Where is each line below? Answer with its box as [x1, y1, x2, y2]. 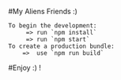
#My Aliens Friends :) [8, 7, 78, 16]
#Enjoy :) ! [8, 63, 41, 72]
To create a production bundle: [8, 42, 115, 50]
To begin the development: [8, 22, 97, 30]
